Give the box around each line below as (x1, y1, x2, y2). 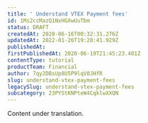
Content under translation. (7, 109, 84, 118)
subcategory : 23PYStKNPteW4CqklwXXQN (7, 90, 119, 97)
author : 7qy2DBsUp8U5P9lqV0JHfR (7, 70, 103, 77)
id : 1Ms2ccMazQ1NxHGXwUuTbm (7, 17, 91, 24)
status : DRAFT (7, 23, 50, 31)
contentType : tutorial (7, 57, 74, 64)
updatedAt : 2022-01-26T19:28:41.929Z (7, 37, 119, 44)
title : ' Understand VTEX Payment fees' (7, 10, 129, 18)
